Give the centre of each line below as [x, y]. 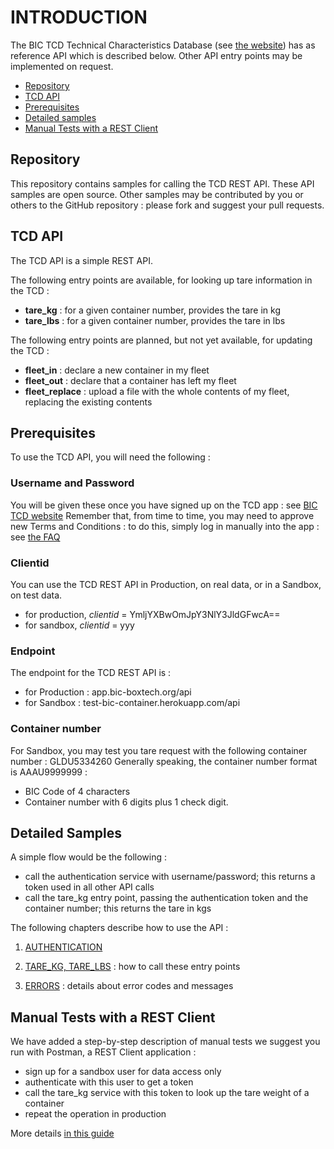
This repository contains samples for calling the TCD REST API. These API [162, 183]
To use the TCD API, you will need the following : [110, 457]
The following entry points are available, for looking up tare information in [161, 280]
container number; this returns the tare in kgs [118, 908]
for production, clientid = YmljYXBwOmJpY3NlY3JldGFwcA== [152, 614]
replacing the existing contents [88, 402]
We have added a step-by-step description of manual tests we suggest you [165, 1042]
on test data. [36, 595]
